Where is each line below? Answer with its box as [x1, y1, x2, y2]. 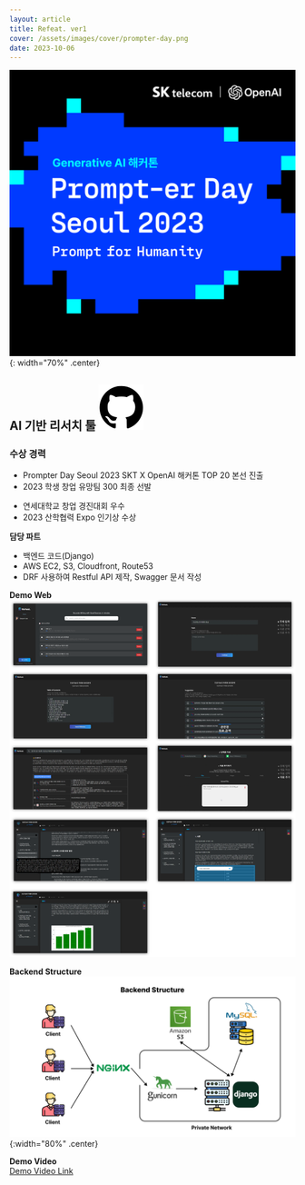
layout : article [9, 15, 71, 24]
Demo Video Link [9, 1166, 74, 1177]
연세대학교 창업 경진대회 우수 [22, 500, 125, 511]
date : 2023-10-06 [9, 44, 75, 53]
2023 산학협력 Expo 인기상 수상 [22, 512, 137, 523]
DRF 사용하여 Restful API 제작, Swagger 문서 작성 [22, 571, 202, 582]
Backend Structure [9, 966, 83, 977]
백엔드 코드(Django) [22, 550, 94, 561]
